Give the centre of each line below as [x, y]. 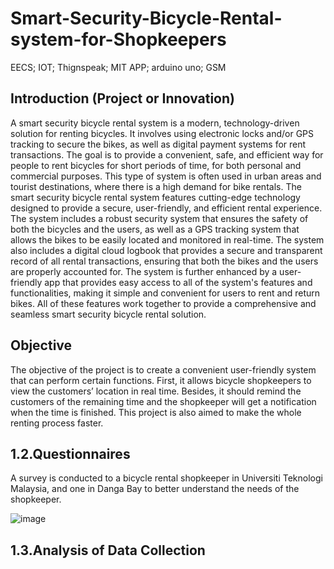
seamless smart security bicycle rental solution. [108, 314]
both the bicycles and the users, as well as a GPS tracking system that [155, 229]
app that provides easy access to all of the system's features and [178, 282]
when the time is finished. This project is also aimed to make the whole [156, 412]
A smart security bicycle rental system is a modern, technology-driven [155, 123]
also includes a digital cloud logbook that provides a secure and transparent [166, 250]
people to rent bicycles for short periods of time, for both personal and [156, 165]
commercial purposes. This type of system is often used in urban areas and [166, 176]
